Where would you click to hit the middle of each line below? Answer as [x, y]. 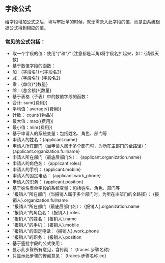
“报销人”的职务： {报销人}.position [47, 237]
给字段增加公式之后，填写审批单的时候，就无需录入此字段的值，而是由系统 [80, 22]
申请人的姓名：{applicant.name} [45, 140]
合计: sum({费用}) [30, 103]
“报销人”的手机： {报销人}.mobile [46, 225]
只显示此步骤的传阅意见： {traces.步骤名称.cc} [59, 256]
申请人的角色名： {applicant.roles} [47, 164]
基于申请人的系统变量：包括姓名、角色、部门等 [59, 133]
